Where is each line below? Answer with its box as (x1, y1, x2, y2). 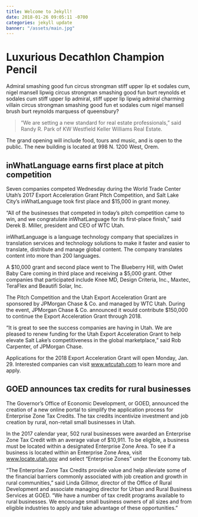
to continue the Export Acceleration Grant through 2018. (6, 313, 143, 320)
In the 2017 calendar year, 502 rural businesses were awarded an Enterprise (6, 430, 192, 437)
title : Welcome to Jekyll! (6, 8, 72, 15)
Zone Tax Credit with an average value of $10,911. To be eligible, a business (6, 436, 190, 443)
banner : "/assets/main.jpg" (6, 25, 75, 31)
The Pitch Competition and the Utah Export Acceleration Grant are (6, 294, 167, 301)
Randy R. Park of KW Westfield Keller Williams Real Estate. (20, 125, 163, 133)
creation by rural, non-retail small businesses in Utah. (6, 418, 136, 425)
